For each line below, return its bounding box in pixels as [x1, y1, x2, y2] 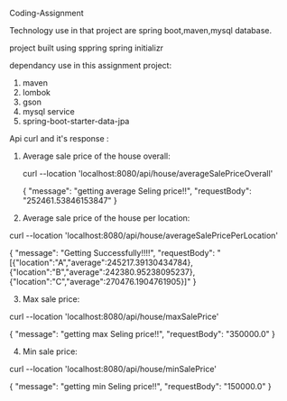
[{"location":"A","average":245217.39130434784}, [9, 257, 194, 268]
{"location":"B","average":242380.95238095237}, [9, 267, 196, 278]
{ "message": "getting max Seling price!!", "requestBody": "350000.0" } [9, 329, 275, 339]
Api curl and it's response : [9, 133, 110, 143]
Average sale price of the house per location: [22, 213, 190, 223]
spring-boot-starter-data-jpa [22, 116, 130, 126]
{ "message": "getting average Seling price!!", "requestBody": [22, 186, 252, 196]
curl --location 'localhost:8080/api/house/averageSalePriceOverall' [22, 169, 273, 178]
